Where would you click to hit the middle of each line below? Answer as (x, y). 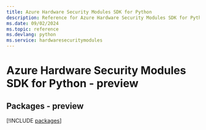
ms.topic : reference (33, 29)
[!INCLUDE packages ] (34, 121)
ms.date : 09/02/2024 (33, 23)
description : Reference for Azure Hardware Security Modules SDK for (97, 18)
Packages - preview (45, 106)
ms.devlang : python (31, 35)
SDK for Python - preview (73, 84)
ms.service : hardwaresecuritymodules (55, 40)
